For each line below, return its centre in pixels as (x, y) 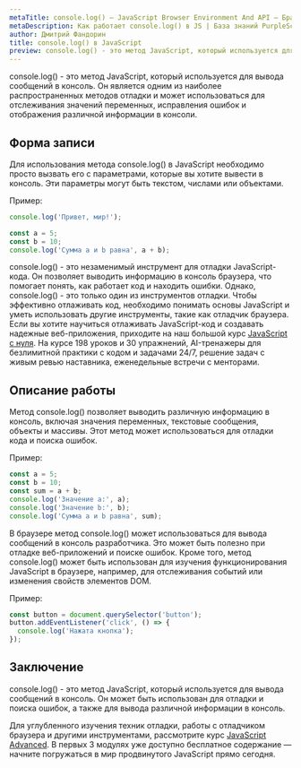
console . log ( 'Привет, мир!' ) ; (66, 217)
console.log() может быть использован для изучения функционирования (148, 562)
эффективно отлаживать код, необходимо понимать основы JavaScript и (150, 305)
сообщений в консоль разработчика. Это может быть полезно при (138, 542)
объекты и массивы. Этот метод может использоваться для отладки (142, 431)
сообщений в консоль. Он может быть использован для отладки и (137, 698)
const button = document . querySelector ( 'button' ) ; (106, 615)
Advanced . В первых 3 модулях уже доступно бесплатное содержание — (150, 744)
